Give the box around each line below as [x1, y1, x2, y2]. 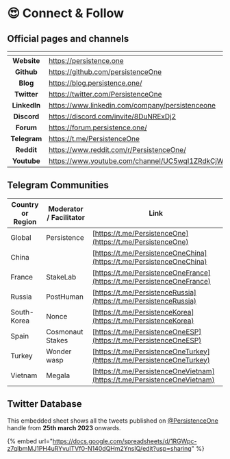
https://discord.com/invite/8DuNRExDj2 [49, 112, 177, 121]
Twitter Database [7, 398, 82, 410]
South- [10, 307, 34, 317]
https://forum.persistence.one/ [49, 123, 147, 132]
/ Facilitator [47, 212, 86, 222]
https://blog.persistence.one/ [49, 78, 142, 88]
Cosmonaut [45, 327, 84, 336]
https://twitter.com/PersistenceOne [49, 90, 162, 99]
